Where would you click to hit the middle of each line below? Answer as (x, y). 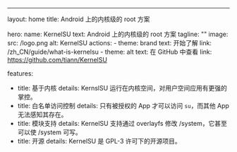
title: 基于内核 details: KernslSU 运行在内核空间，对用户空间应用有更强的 (122, 88)
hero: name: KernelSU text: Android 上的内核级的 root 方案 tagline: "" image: (118, 34)
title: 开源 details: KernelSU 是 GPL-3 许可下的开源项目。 (99, 141)
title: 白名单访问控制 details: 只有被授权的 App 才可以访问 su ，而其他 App (123, 106)
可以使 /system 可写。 (50, 132)
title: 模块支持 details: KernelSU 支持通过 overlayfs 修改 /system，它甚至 (122, 123)
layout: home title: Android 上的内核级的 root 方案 (79, 19)
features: (20, 74)
